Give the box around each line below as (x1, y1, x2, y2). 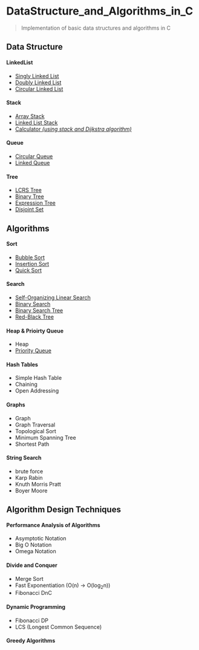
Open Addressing (15, 387, 59, 394)
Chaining (15, 380, 38, 388)
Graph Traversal (15, 421, 56, 428)
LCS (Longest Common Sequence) (15, 623, 102, 631)
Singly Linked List (15, 72, 59, 79)
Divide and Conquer (6, 562, 57, 569)
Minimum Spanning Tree (15, 434, 77, 441)
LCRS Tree (15, 187, 42, 194)
